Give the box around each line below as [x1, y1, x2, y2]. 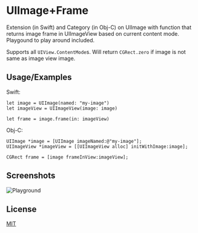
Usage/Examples [6, 72, 72, 82]
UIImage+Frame [6, 4, 89, 18]
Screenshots [6, 171, 56, 181]
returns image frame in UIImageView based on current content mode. [6, 30, 180, 37]
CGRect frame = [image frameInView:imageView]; [6, 154, 129, 160]
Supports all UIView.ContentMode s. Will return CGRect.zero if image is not [6, 48, 186, 55]
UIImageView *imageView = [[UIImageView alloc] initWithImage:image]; [6, 143, 188, 149]
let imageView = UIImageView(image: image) [6, 105, 118, 111]
